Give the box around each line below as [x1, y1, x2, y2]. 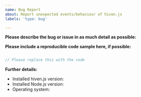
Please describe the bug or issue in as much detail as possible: [5, 34, 137, 40]
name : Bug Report [5, 7, 41, 12]
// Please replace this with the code [5, 58, 85, 63]
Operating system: [12, 87, 50, 93]
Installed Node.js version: [12, 81, 64, 87]
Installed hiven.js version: [12, 76, 64, 82]
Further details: [5, 66, 38, 72]
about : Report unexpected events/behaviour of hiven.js [5, 12, 122, 17]
